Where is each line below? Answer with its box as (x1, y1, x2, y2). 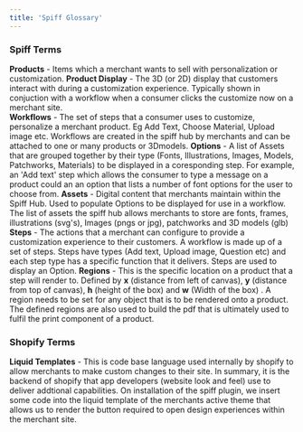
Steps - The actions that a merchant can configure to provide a (9, 227, 245, 238)
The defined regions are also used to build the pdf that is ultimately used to (9, 304, 289, 315)
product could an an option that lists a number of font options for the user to (9, 178, 293, 190)
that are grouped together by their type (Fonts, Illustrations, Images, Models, (9, 150, 294, 161)
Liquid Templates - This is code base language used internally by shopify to (9, 356, 294, 367)
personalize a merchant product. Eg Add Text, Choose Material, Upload (9, 121, 276, 132)
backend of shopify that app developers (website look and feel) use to (9, 376, 271, 387)
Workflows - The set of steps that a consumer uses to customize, (9, 111, 255, 122)
